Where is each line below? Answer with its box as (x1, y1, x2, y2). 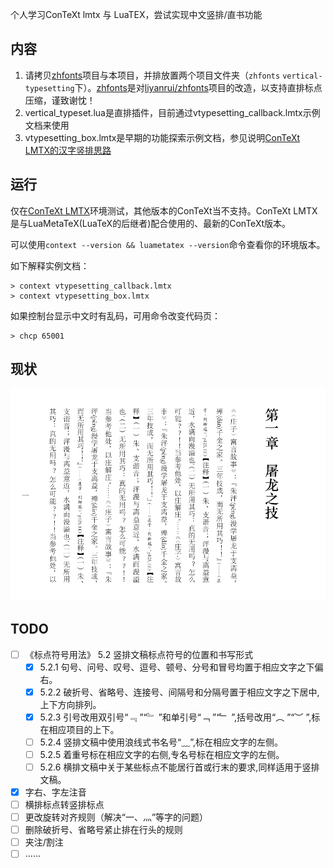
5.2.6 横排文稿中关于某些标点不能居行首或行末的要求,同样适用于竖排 (39, 761, 320, 773)
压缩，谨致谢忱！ (24, 94, 96, 106)
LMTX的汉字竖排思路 (24, 144, 112, 156)
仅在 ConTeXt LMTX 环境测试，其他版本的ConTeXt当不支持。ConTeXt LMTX (10, 204, 318, 217)
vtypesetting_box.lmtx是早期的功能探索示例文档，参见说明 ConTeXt (24, 131, 301, 143)
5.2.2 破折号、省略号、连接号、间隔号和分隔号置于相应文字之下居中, (39, 686, 320, 698)
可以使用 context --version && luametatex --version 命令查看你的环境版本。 (10, 238, 326, 250)
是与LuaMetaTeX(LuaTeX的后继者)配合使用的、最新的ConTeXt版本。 (10, 217, 292, 229)
